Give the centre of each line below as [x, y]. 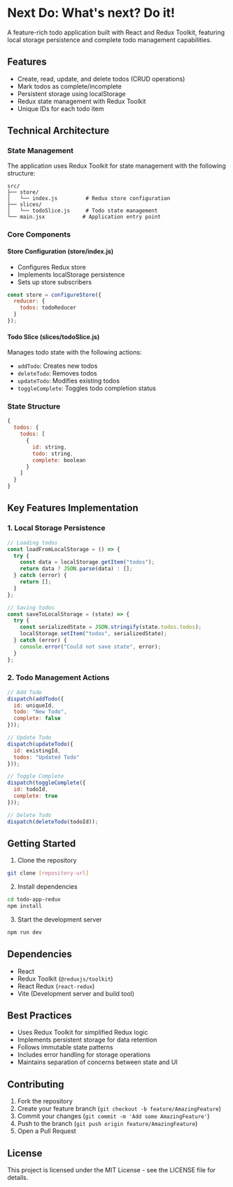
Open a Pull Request [47, 1131]
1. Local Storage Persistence [56, 528]
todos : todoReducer [48, 308]
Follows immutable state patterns [65, 1047]
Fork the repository [45, 1101]
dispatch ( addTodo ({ [36, 699]
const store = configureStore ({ [54, 295]
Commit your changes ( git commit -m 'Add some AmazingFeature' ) [113, 1116]
